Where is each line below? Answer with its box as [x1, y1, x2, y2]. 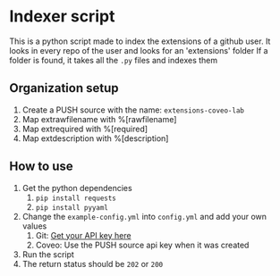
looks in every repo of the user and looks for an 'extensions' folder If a [9, 45, 268, 55]
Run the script [21, 248, 74, 260]
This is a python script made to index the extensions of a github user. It [9, 36, 271, 46]
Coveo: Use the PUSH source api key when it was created [35, 239, 250, 250]
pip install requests [35, 194, 116, 203]
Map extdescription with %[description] [21, 132, 169, 144]
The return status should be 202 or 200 [21, 258, 164, 269]
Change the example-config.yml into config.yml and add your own [21, 211, 267, 222]
